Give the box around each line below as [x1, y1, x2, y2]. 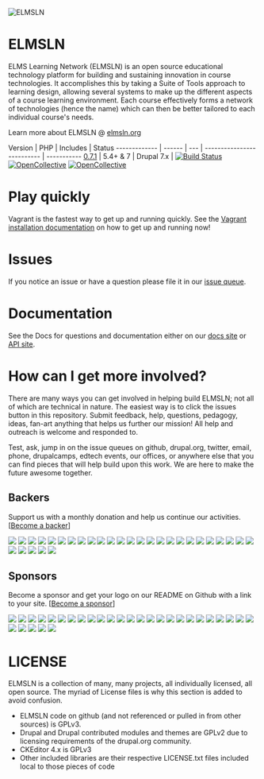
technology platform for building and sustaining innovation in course [8, 70, 231, 79]
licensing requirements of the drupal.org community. [19, 736, 192, 746]
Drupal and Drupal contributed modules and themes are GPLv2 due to [19, 728, 248, 738]
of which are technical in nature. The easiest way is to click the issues [8, 401, 236, 411]
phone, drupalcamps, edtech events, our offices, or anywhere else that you [8, 451, 254, 460]
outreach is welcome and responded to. [8, 427, 139, 436]
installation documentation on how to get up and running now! [8, 223, 211, 232]
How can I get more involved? [8, 366, 207, 385]
